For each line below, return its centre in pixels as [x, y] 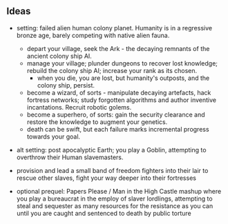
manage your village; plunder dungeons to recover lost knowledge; [122, 63]
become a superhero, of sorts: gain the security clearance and [116, 114]
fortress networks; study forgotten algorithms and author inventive [122, 100]
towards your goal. [54, 136]
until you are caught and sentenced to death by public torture [104, 213]
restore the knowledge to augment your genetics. [97, 122]
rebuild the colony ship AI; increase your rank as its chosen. [112, 70]
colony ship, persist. [66, 85]
